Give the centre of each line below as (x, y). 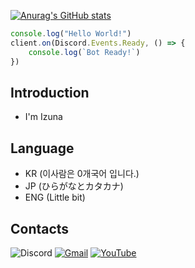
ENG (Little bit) (55, 197)
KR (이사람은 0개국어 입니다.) (82, 174)
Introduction (50, 92)
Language (42, 148)
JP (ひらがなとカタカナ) (74, 186)
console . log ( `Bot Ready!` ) (84, 52)
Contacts (40, 228)
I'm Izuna (43, 117)
